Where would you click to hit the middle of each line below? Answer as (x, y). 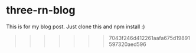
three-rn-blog (41, 10)
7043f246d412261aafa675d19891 (149, 38)
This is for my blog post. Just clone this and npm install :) (76, 26)
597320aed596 (128, 44)
